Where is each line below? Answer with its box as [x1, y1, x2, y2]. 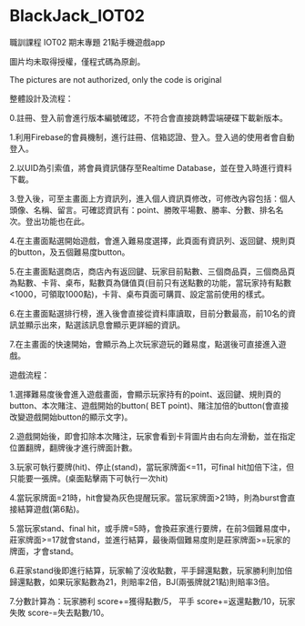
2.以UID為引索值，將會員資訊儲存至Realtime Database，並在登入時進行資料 [9, 162, 293, 173]
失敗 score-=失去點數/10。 [9, 607, 109, 618]
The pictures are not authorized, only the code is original [9, 74, 222, 85]
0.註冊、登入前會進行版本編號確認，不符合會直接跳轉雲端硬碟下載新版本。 [9, 112, 289, 123]
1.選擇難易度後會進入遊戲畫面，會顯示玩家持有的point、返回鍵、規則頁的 [9, 389, 281, 399]
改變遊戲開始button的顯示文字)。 [9, 411, 133, 422]
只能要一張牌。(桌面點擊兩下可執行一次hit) [9, 472, 168, 483]
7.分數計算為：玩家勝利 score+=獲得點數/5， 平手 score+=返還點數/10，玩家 [9, 595, 296, 606]
